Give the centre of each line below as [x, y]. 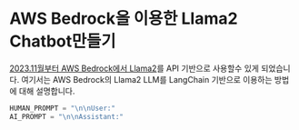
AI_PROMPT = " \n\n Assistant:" [67, 116]
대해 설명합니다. [47, 91]
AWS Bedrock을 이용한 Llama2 [124, 19]
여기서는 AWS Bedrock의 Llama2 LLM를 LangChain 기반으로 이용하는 [147, 79]
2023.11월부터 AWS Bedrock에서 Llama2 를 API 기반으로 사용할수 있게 [134, 68]
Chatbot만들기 [63, 41]
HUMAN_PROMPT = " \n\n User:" [63, 108]
